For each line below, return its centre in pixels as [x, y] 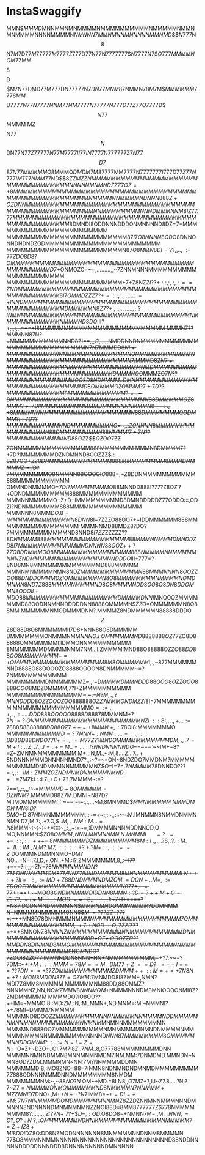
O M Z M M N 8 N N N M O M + [80, 990]
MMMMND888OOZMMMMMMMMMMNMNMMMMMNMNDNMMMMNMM [100, 1029]
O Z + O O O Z [112, 938]
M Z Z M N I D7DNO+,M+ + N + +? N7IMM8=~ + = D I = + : [73, 1094]
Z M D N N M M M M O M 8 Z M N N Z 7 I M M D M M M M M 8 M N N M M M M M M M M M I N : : [101, 873]
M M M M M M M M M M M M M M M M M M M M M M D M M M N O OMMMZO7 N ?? [92, 373]
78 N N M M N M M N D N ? [72, 866]
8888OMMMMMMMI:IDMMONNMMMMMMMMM [69, 642]
